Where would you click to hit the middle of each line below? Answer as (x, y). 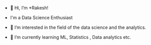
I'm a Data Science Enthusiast (41, 17)
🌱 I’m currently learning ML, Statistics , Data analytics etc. (70, 37)
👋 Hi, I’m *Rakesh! (29, 8)
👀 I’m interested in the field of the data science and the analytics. (78, 27)
